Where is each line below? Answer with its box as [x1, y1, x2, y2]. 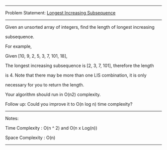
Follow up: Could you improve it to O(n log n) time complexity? [5, 101, 133, 107]
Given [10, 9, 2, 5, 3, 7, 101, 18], [5, 53, 68, 59]
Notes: [5, 115, 19, 121]
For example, [5, 43, 32, 49]
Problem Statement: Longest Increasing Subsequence [5, 10, 116, 15]
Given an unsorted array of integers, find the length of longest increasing [5, 24, 155, 30]
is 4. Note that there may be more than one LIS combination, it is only [5, 73, 147, 78]
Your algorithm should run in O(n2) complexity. [5, 91, 101, 97]
